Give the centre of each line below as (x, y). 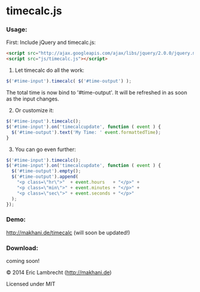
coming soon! (23, 261)
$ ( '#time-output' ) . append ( (45, 177)
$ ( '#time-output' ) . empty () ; (46, 171)
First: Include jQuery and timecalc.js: (51, 42)
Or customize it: (34, 111)
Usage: (17, 30)
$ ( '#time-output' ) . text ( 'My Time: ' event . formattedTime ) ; (86, 132)
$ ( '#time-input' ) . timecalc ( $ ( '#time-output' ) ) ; (69, 81)
